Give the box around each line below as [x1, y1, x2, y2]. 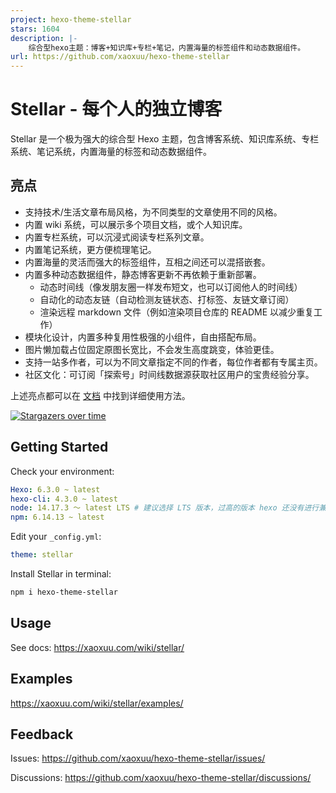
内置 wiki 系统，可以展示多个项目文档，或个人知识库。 [24, 218, 248, 230]
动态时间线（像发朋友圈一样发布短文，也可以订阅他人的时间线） [39, 281, 303, 293]
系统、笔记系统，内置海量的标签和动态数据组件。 [10, 146, 212, 158]
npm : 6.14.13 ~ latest [10, 512, 105, 523]
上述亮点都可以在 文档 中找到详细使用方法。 [10, 389, 191, 401]
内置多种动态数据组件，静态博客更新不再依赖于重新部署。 [24, 268, 262, 280]
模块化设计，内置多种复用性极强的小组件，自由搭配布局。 [24, 331, 262, 343]
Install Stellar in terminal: [10, 568, 112, 580]
